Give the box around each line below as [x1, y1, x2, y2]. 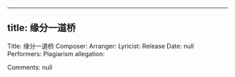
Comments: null [7, 63, 52, 71]
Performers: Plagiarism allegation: [7, 49, 105, 58]
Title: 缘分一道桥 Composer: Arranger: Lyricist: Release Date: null [7, 42, 194, 50]
